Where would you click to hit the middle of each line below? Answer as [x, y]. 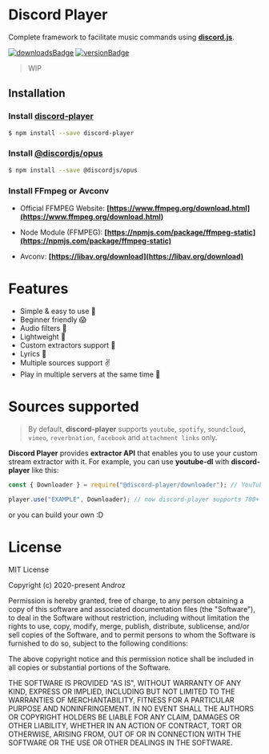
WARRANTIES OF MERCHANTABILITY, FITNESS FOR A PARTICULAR [121, 699]
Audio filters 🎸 [43, 328]
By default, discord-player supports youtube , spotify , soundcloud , [137, 429]
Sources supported [74, 407]
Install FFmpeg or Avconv [59, 190]
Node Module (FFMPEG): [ [64, 232]
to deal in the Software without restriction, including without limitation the [129, 617]
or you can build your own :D [56, 515]
